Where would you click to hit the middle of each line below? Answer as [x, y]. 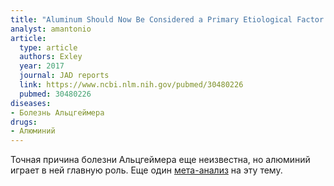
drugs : [24, 122]
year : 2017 [42, 66]
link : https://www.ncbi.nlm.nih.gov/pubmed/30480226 [131, 85]
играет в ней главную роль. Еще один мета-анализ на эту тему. [146, 170]
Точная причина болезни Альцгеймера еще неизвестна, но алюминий [160, 160]
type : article [48, 47]
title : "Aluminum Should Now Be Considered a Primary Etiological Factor [167, 19]
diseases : [31, 103]
